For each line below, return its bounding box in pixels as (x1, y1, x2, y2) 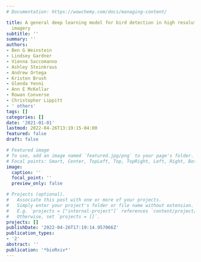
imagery (11, 25, 31, 31)
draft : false (6, 136, 39, 142)
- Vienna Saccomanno (6, 58, 58, 65)
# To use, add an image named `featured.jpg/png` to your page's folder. (6, 153, 194, 159)
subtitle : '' (6, 31, 39, 36)
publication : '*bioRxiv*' (6, 246, 71, 253)
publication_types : (6, 230, 55, 236)
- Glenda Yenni (6, 81, 44, 87)
